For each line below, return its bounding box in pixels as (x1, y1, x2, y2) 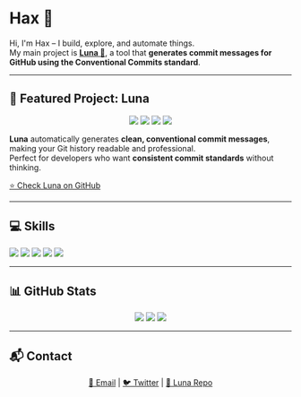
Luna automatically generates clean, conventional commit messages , (9, 134, 271, 144)
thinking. (9, 161, 42, 173)
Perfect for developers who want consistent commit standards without (9, 152, 274, 163)
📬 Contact (9, 349, 73, 364)
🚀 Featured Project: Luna (9, 91, 150, 107)
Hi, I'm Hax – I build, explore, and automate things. (9, 38, 195, 48)
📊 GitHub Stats (9, 283, 97, 298)
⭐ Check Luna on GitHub (9, 179, 101, 191)
